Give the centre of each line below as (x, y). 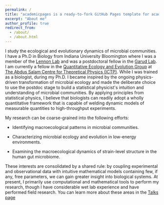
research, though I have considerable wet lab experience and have (72, 187)
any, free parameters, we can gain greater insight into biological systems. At (82, 177)
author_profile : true (27, 23)
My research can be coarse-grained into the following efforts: (67, 118)
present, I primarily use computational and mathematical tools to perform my (82, 181)
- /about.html (24, 37)
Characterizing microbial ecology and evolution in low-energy (74, 137)
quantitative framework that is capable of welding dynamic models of (75, 103)
